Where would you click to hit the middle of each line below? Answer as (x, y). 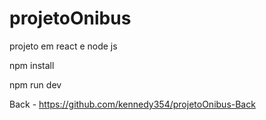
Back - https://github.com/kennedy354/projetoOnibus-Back (132, 104)
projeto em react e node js (63, 46)
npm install (32, 65)
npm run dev (35, 84)
